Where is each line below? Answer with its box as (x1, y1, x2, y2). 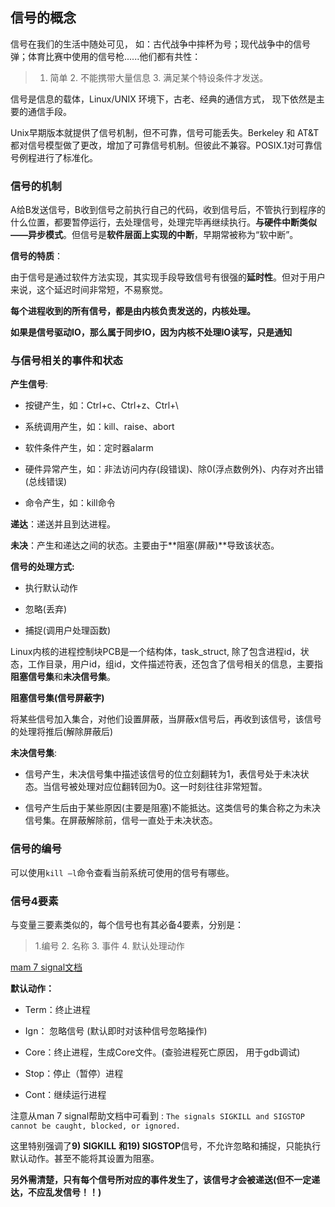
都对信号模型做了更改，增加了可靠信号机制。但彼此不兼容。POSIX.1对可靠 (10, 139, 314, 151)
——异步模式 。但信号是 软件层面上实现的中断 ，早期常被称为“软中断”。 (10, 229, 299, 241)
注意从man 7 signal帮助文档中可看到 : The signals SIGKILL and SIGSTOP (10, 1110, 305, 1122)
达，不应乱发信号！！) (10, 1186, 102, 1198)
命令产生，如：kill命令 (24, 497, 116, 509)
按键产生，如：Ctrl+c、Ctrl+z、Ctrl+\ (24, 399, 179, 412)
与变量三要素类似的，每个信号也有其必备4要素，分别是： (10, 919, 245, 930)
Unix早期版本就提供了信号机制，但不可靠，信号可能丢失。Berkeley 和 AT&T (10, 126, 320, 138)
